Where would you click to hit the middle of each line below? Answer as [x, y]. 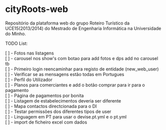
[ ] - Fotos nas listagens [29, 53]
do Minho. [15, 33]
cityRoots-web [37, 9]
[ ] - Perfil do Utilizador [29, 79]
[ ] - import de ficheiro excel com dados [46, 122]
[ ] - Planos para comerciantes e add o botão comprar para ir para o [75, 85]
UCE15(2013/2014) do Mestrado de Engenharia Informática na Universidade [83, 28]
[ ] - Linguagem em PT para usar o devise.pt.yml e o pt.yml [66, 116]
